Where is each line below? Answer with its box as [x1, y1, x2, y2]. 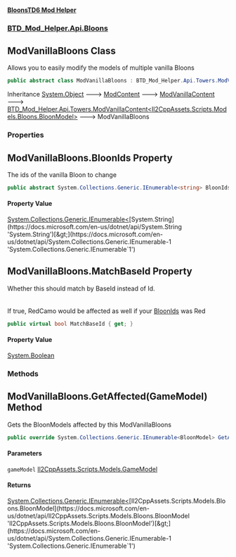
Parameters [7, 449, 42, 458]
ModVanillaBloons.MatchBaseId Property [7, 265, 193, 278]
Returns [7, 481, 32, 489]
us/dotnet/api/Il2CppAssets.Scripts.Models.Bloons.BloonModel [7, 511, 190, 520]
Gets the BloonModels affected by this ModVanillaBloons [7, 420, 172, 429]
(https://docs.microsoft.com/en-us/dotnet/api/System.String [7, 223, 183, 231]
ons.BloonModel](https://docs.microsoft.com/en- [7, 504, 150, 513]
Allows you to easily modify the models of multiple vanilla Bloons [7, 63, 195, 72]
